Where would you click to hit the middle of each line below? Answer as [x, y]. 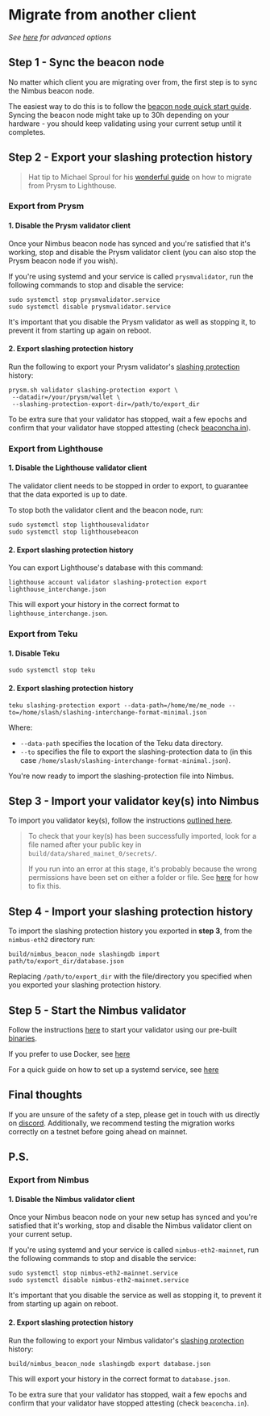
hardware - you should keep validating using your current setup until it [125, 124]
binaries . [23, 1038]
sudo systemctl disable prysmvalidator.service [90, 307]
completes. [27, 132]
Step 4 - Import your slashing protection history [131, 911]
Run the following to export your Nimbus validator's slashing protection [126, 1340]
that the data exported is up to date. [68, 495]
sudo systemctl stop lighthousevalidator [79, 525]
